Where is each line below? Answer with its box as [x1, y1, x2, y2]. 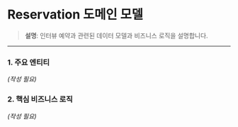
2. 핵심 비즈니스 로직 [7, 94, 73, 104]
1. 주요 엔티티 [7, 57, 50, 67]
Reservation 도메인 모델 [7, 6, 144, 23]
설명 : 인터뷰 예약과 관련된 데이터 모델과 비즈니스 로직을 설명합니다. [24, 31, 208, 40]
